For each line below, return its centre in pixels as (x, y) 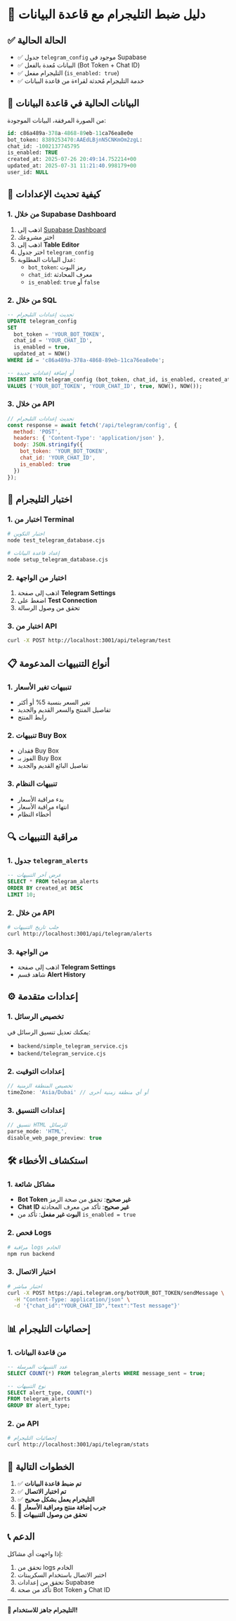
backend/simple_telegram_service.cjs (73, 1046)
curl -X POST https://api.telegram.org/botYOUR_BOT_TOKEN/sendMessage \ (116, 1293)
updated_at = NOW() (42, 354)
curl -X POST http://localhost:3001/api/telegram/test (89, 641)
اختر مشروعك (36, 237)
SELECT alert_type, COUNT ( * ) (50, 1393)
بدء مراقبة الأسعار (41, 799)
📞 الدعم (21, 1537)
